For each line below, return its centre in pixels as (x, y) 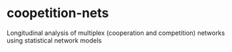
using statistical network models (54, 40)
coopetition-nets (58, 13)
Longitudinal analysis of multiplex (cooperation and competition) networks (116, 33)
